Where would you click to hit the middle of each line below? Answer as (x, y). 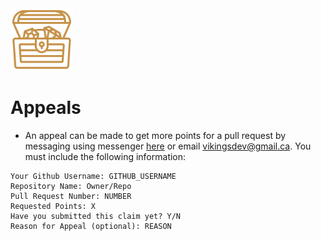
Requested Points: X (53, 206)
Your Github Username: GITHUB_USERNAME (93, 176)
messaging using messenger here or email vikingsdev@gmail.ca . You (168, 146)
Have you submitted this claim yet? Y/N (96, 216)
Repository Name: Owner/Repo (71, 186)
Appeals (46, 108)
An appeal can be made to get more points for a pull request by (155, 135)
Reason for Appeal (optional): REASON (91, 226)
